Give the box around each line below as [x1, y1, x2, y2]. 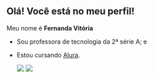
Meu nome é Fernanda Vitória [6, 24, 94, 32]
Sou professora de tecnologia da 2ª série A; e [16, 37, 147, 46]
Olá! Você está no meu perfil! [6, 6, 135, 17]
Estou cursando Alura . [16, 51, 80, 59]
